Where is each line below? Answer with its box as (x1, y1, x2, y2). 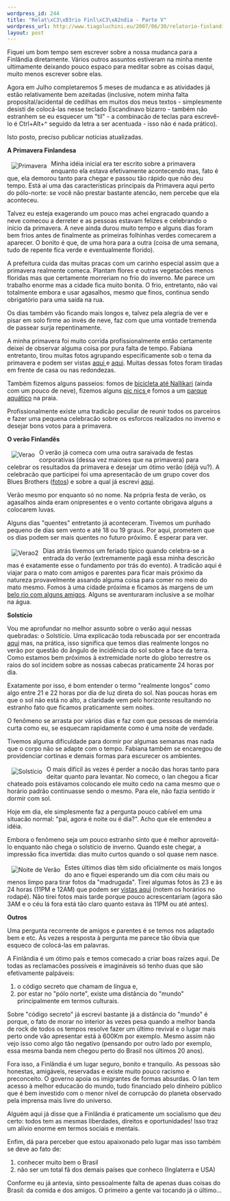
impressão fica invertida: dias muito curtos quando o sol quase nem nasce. (7, 850, 219, 858)
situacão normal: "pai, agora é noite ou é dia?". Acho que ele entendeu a (7, 815, 212, 823)
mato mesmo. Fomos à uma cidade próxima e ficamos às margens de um (7, 583, 214, 591)
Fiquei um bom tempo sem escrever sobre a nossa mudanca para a (7, 48, 197, 56)
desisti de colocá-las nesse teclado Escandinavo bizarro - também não (7, 105, 207, 113)
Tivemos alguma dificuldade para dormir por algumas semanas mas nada (7, 737, 214, 746)
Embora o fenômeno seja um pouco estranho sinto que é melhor (7, 836, 189, 844)
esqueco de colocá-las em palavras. (7, 941, 110, 950)
